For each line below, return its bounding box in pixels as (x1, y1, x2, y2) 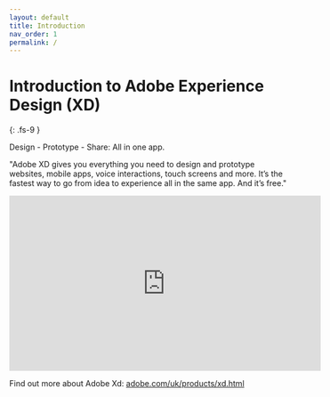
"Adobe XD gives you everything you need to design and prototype (9, 159, 255, 170)
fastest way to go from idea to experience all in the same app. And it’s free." (9, 178, 287, 189)
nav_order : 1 (9, 29, 58, 38)
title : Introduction (9, 21, 86, 30)
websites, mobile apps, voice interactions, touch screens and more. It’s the (9, 168, 283, 179)
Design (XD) (9, 95, 101, 116)
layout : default (9, 12, 69, 22)
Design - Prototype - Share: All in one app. (9, 142, 165, 152)
